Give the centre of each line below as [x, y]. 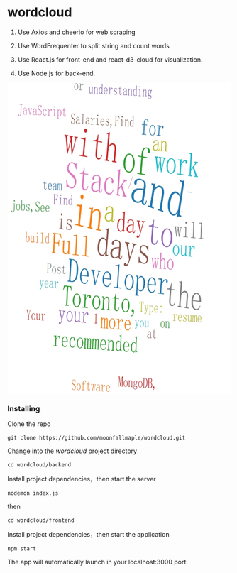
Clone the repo [29, 424]
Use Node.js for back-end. [56, 73]
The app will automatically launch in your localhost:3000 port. [98, 562]
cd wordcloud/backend [39, 465]
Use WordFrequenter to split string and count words [94, 45]
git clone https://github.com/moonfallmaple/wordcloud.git [97, 438]
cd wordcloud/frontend [41, 520]
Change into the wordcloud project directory [72, 451]
